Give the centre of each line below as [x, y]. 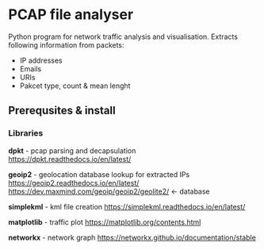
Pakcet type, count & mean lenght [75, 86]
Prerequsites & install [62, 111]
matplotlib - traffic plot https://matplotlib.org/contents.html [105, 222]
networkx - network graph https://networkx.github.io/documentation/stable [132, 237]
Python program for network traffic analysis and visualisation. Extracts [123, 37]
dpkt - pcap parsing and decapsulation [72, 150]
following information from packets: [66, 44]
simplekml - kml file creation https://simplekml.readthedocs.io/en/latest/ [127, 206]
